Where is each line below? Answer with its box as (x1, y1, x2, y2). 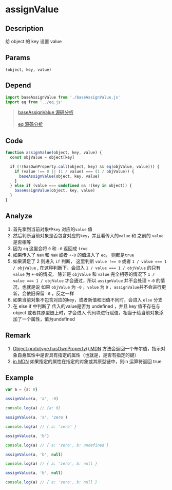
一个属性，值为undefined (22, 316, 75, 322)
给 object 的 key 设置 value (5, 39, 62, 44)
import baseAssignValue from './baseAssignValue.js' (5, 95, 121, 100)
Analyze (5, 212, 32, 220)
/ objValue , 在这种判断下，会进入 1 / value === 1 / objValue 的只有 (12, 265, 161, 271)
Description (5, 24, 44, 33)
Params (5, 53, 30, 62)
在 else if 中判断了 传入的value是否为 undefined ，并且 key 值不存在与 (12, 303, 161, 309)
